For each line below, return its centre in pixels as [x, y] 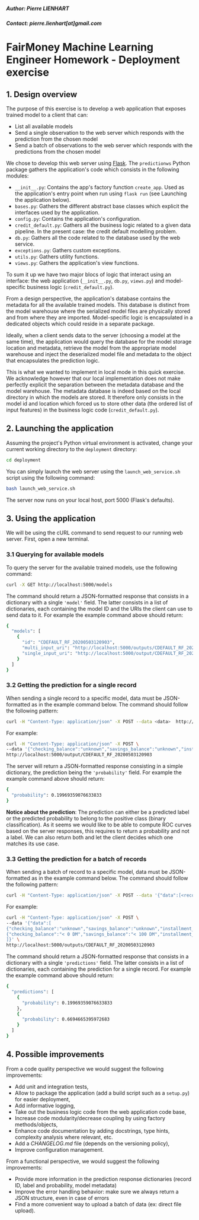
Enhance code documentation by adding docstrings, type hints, [92, 1130]
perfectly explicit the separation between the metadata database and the [95, 384]
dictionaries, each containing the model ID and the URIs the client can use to [99, 609]
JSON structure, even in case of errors [62, 1198]
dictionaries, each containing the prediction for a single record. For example [99, 969]
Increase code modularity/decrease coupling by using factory [90, 1118]
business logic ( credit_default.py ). [70, 287]
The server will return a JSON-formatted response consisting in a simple [95, 766]
